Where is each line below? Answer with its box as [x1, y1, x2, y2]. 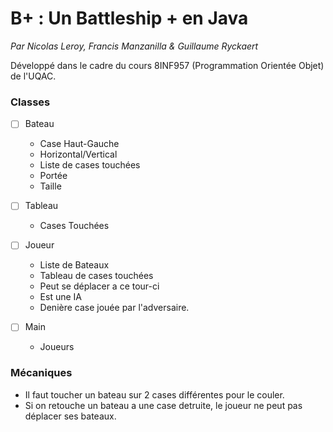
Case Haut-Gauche [39, 138, 120, 150]
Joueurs [39, 341, 75, 353]
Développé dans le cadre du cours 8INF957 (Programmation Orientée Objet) [10, 59, 325, 71]
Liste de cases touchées [39, 159, 141, 171]
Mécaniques [10, 366, 73, 380]
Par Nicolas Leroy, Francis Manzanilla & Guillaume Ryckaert [10, 40, 259, 52]
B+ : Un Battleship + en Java [10, 7, 249, 30]
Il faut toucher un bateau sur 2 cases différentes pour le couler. [24, 388, 285, 401]
